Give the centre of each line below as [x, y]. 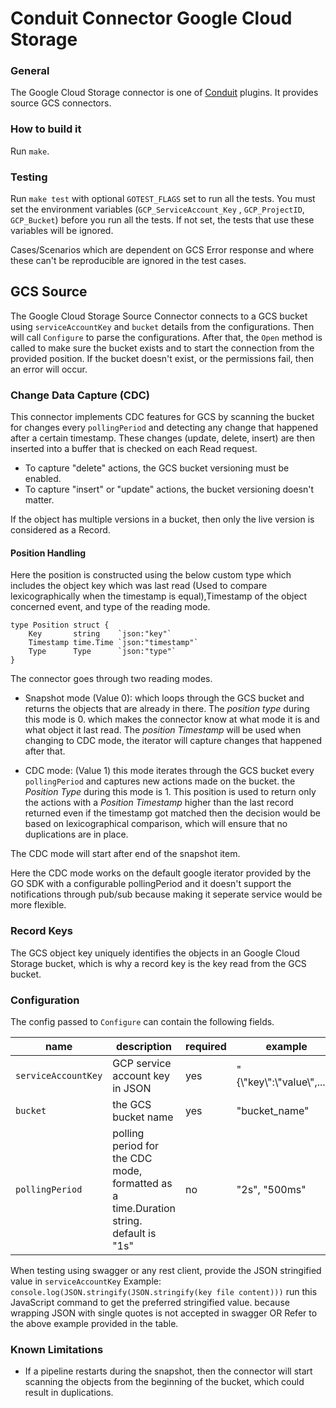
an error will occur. [49, 369]
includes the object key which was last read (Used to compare [139, 586]
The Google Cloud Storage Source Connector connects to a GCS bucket [159, 316]
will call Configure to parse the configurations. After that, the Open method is [166, 337]
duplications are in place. [76, 834]
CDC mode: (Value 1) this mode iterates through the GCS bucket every [169, 771]
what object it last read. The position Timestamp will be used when [163, 730]
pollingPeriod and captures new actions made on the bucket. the [160, 781]
